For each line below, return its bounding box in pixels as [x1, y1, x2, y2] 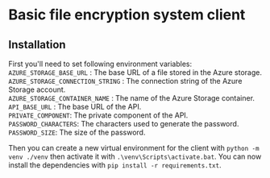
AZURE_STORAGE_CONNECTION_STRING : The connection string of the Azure [8, 77, 243, 85]
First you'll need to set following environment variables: [8, 59, 192, 68]
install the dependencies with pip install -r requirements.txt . [8, 160, 222, 170]
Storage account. [8, 85, 66, 94]
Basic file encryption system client [8, 6, 246, 24]
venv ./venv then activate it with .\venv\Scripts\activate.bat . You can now [8, 151, 262, 161]
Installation [8, 38, 66, 52]
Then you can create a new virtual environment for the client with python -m [8, 143, 260, 152]
